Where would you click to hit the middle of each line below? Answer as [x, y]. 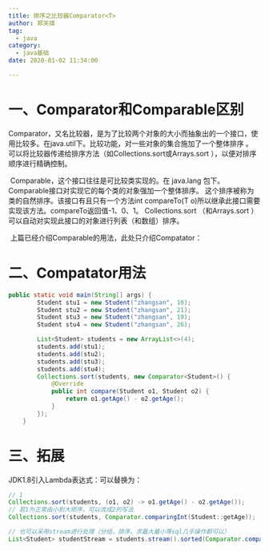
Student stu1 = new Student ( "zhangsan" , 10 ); [114, 302]
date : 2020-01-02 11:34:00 [53, 61]
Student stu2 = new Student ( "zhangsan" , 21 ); [114, 310]
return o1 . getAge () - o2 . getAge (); [124, 399]
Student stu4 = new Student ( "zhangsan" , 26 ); [114, 325]
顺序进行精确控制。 [40, 163]
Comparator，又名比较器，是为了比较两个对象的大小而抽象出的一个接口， [130, 133]
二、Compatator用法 [77, 273]
